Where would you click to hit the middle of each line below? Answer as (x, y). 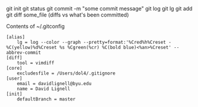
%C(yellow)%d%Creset (32, 47)
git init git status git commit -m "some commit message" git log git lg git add (99, 9)
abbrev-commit (24, 53)
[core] (14, 68)
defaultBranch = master (46, 99)
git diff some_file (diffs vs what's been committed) (67, 15)
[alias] (16, 37)
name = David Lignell (43, 89)
